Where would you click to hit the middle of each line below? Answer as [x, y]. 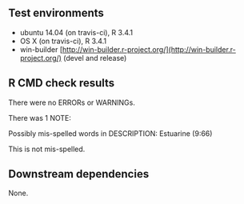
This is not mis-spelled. [47, 149]
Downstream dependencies [79, 174]
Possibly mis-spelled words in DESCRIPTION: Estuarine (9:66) [110, 133]
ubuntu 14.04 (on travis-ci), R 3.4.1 [76, 32]
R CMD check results [62, 83]
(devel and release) [95, 58]
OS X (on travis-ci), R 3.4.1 [63, 41]
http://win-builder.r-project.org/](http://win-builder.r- [149, 49]
